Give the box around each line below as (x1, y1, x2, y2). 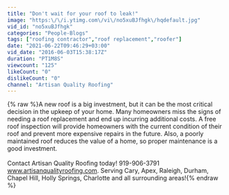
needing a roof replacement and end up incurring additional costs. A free (7, 115, 216, 124)
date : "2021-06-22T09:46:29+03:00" (7, 42, 111, 49)
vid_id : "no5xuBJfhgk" (7, 23, 73, 30)
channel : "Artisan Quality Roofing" (7, 81, 113, 88)
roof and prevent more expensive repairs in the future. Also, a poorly (7, 130, 204, 138)
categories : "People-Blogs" (7, 29, 89, 37)
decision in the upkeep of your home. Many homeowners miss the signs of (7, 108, 221, 116)
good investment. (7, 144, 58, 153)
